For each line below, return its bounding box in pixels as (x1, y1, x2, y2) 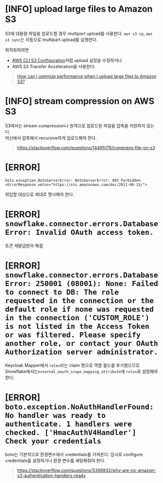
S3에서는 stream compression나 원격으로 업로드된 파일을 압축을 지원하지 (5, 123, 145, 128)
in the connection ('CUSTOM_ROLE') (5, 313, 150, 322)
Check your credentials (5, 436, 102, 445)
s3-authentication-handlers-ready (17, 472, 86, 478)
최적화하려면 (5, 47, 29, 53)
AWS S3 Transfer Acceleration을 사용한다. (12, 63, 96, 69)
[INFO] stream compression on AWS (5, 96, 155, 107)
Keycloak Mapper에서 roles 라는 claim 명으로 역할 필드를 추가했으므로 (5, 362, 140, 368)
